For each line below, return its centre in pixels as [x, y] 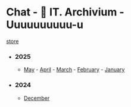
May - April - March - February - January [74, 70]
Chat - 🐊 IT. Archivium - [65, 12]
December [37, 98]
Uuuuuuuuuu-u [45, 25]
